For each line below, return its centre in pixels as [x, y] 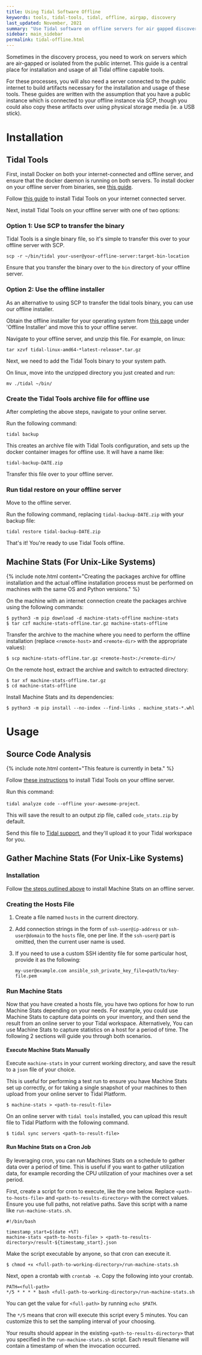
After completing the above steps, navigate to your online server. [87, 411]
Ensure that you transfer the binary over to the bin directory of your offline [98, 268]
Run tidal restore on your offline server [64, 490]
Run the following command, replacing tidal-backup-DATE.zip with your [95, 514]
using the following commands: [45, 607]
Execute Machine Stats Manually [48, 1049]
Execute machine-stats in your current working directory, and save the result [101, 1063]
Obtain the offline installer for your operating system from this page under [98, 321]
